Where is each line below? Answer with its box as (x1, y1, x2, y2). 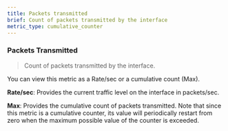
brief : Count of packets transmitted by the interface (7, 17, 168, 23)
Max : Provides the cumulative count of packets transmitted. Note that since (7, 101, 222, 110)
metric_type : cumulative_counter (7, 23, 103, 30)
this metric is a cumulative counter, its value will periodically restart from (7, 108, 213, 117)
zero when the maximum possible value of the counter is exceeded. (7, 116, 200, 124)
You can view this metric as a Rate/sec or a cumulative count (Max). (7, 74, 200, 83)
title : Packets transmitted (7, 10, 88, 17)
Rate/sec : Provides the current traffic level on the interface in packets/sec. (7, 88, 220, 97)
